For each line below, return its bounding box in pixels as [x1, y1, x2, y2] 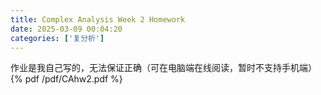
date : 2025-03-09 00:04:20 [10, 24, 123, 34]
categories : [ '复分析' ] [10, 33, 105, 43]
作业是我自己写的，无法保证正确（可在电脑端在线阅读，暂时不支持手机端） [10, 62, 317, 74]
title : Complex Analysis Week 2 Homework [10, 14, 186, 25]
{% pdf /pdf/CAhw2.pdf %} [10, 73, 123, 85]
